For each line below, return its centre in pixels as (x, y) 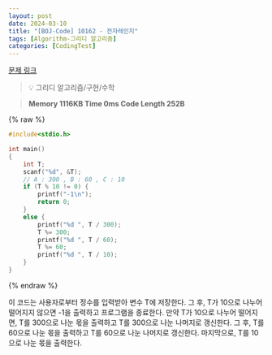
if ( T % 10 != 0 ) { (56, 187)
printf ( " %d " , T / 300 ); (80, 224)
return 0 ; (54, 202)
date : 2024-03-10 (38, 24)
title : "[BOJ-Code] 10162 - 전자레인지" (73, 31)
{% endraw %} (33, 285)
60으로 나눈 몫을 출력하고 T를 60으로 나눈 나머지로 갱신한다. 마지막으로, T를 (129, 332)
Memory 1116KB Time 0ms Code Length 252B (106, 104)
